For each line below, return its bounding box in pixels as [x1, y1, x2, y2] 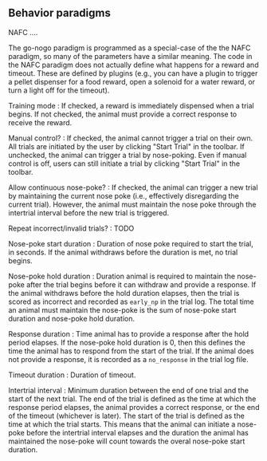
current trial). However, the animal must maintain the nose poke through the [8, 199, 257, 209]
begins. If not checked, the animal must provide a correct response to [8, 109, 238, 119]
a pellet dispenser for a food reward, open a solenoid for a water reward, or [8, 77, 256, 86]
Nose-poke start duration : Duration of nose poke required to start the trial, [8, 238, 253, 248]
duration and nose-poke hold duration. [8, 313, 135, 323]
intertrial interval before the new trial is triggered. [8, 207, 170, 218]
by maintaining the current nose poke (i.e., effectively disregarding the [8, 191, 239, 200]
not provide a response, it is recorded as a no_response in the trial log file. [8, 354, 249, 364]
